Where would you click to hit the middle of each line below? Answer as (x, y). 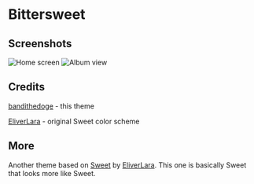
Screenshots (40, 44)
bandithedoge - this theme (51, 106)
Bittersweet (47, 15)
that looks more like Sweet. (52, 173)
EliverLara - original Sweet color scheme (74, 121)
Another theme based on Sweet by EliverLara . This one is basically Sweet (127, 165)
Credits (27, 87)
